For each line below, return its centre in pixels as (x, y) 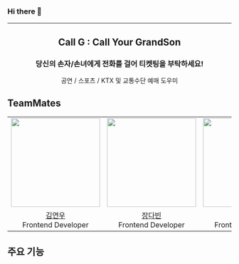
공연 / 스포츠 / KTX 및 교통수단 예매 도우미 (119, 80)
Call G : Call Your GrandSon (119, 42)
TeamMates (34, 104)
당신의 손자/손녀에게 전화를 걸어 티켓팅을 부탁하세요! (119, 63)
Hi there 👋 (25, 11)
